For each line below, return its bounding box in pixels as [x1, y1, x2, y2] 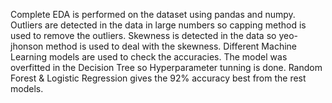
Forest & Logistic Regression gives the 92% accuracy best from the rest [10, 72, 307, 84]
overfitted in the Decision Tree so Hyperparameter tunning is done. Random [10, 62, 323, 73]
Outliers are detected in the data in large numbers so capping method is [10, 19, 307, 31]
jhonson [10, 40, 44, 52]
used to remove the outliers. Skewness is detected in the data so [10, 30, 277, 41]
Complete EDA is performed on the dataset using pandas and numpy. [10, 9, 296, 20]
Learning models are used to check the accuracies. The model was [10, 51, 288, 63]
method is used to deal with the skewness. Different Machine [45, 40, 297, 52]
